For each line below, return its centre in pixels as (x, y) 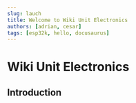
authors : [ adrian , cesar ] (44, 26)
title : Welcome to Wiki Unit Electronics (68, 20)
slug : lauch (24, 13)
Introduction (35, 92)
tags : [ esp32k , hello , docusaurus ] (58, 33)
